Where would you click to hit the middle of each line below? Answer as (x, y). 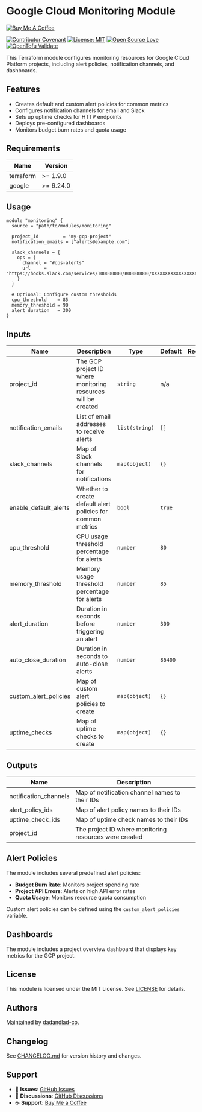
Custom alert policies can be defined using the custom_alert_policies (93, 909)
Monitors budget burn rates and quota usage (70, 129)
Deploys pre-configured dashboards (60, 123)
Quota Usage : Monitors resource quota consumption (81, 897)
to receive (90, 431)
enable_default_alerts (39, 508)
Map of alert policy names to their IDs (128, 810)
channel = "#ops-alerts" (53, 263)
